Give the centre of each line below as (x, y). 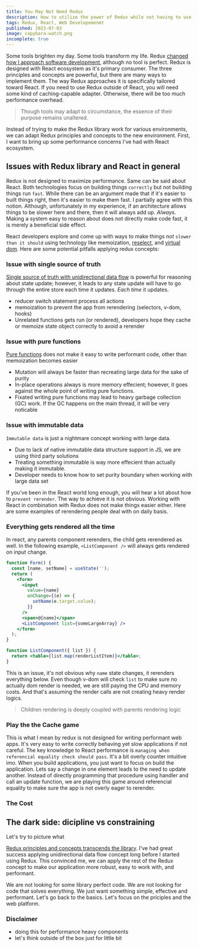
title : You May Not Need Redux (45, 12)
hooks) (23, 313)
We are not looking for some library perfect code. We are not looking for (94, 884)
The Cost (20, 803)
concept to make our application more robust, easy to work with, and (90, 867)
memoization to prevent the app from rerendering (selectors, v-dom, (98, 308)
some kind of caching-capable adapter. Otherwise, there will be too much (96, 93)
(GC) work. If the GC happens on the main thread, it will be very (92, 403)
